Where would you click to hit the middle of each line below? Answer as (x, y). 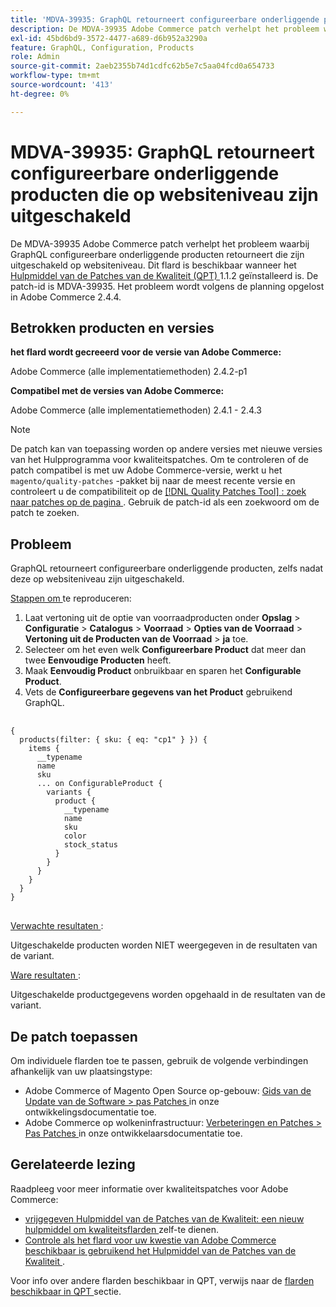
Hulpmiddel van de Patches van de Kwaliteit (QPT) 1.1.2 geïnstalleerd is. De (164, 275)
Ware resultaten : (45, 975)
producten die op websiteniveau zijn (164, 194)
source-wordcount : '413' (62, 85)
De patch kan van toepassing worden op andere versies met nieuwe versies (166, 449)
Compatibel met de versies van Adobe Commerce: (117, 391)
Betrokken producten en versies (112, 327)
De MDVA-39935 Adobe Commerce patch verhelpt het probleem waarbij (160, 243)
